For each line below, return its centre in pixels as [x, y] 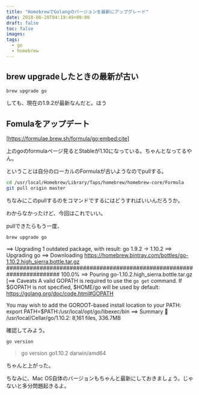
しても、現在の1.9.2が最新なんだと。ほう [57, 103]
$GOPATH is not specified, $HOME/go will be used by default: [83, 287]
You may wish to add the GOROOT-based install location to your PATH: [94, 305]
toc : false [20, 29]
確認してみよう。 [27, 330]
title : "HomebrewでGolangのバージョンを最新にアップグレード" [78, 12]
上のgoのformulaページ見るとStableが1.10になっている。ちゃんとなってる [96, 151]
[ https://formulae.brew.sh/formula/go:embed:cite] [68, 139]
